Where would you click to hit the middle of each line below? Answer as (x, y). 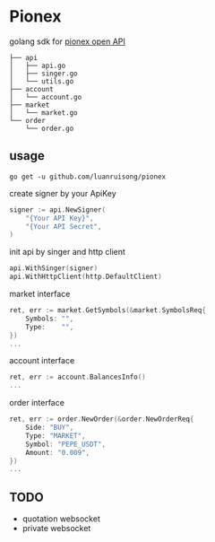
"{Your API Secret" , (64, 226)
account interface (42, 361)
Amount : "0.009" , (58, 452)
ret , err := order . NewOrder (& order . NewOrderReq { (102, 419)
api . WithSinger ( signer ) (54, 268)
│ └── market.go (43, 113)
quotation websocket (61, 519)
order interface (37, 403)
